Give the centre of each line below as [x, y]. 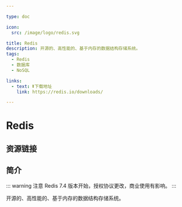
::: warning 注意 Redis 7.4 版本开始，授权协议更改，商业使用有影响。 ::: [91, 185]
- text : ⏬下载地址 [32, 86]
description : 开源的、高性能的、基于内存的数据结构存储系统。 [73, 49]
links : [14, 81]
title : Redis [22, 43]
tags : [13, 54]
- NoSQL [21, 70]
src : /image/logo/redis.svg [46, 33]
